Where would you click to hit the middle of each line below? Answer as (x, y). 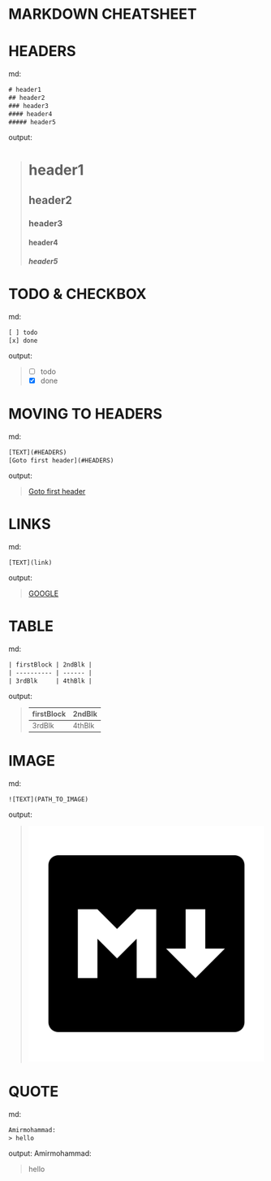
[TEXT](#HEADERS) (38, 452)
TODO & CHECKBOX (78, 294)
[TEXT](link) (30, 562)
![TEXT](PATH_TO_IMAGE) (49, 799)
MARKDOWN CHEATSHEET (103, 14)
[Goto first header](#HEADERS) (61, 460)
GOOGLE (43, 593)
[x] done (23, 341)
